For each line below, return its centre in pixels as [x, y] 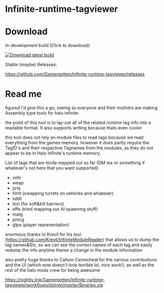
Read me [23, 94]
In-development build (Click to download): [48, 45]
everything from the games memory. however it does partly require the [77, 143]
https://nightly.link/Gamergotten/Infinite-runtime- [55, 280]
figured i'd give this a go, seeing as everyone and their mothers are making [82, 108]
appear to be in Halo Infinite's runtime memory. [53, 153]
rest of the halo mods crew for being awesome [53, 270]
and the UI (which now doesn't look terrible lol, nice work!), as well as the [80, 265]
